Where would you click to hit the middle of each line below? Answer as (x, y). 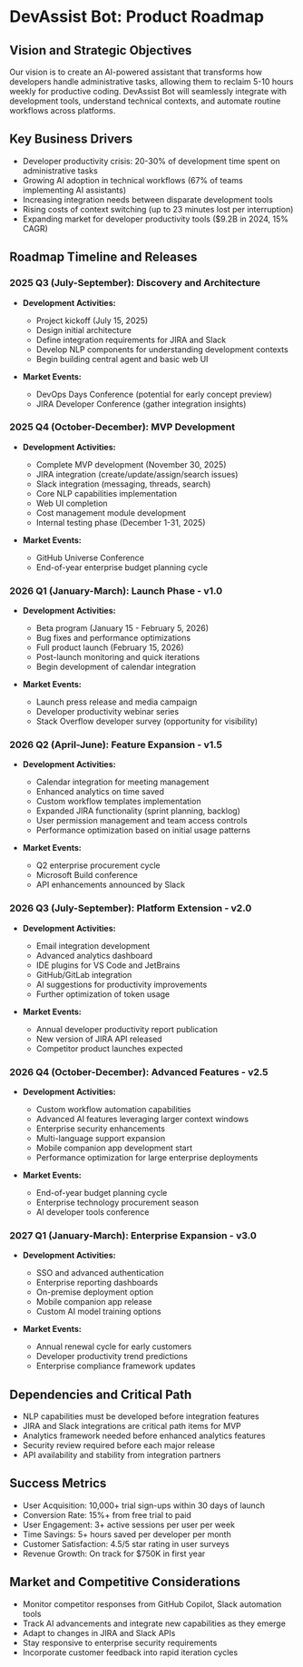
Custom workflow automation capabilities (113, 1109)
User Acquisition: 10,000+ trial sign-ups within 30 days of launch (144, 1505)
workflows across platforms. (63, 110)
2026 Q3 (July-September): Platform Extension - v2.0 (131, 908)
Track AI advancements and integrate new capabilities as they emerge (154, 1623)
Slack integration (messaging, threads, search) (123, 484)
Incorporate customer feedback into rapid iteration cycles (130, 1652)
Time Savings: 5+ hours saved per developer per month (127, 1534)
